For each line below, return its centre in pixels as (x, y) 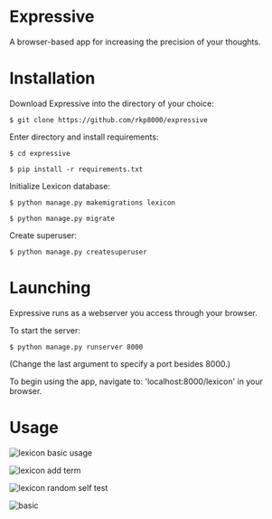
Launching (50, 288)
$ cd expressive (40, 153)
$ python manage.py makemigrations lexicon (93, 202)
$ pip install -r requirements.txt (76, 169)
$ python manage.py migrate (62, 218)
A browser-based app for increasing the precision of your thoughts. (135, 42)
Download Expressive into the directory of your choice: (112, 103)
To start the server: (45, 330)
